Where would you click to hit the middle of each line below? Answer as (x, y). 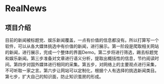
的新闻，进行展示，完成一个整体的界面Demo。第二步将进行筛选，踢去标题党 (82, 52)
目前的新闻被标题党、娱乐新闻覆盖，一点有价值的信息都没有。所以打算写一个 (82, 40)
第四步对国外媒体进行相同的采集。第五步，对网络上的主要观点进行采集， (86, 64)
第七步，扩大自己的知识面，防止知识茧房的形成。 (54, 76)
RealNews (26, 8)
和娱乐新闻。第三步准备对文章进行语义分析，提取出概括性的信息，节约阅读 (80, 58)
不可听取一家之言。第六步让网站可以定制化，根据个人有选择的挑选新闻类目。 (82, 70)
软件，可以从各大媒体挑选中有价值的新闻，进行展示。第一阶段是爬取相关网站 (82, 46)
